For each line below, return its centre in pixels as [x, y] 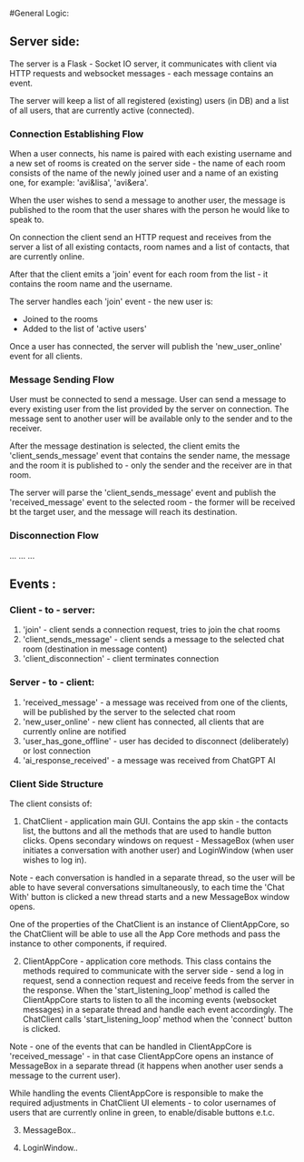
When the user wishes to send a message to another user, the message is [147, 200]
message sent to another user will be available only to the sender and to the [151, 419]
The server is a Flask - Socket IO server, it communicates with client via [143, 64]
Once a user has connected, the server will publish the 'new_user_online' [146, 347]
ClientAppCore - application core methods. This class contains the [147, 961]
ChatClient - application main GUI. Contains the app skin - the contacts [155, 821]
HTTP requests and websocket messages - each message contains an [142, 73]
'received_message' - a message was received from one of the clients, [155, 702]
